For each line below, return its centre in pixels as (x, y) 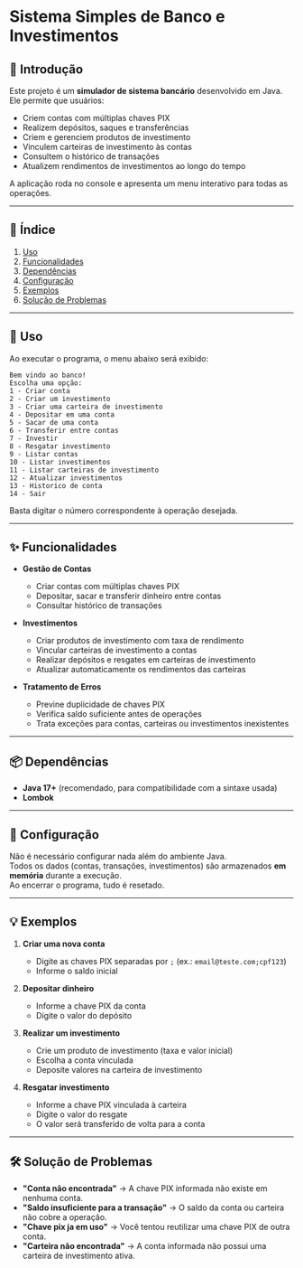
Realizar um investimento (71, 1033)
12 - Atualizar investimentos (66, 478)
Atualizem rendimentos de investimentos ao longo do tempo (134, 166)
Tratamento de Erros (62, 687)
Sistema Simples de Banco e (117, 17)
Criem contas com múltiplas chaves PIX (96, 118)
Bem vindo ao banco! (48, 375)
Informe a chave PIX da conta (91, 1006)
